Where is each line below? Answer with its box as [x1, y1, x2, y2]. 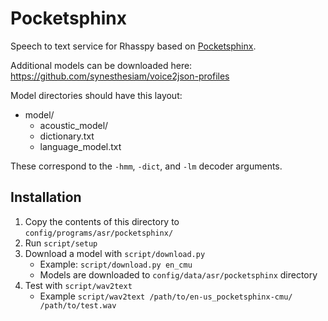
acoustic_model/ [39, 119, 109, 131]
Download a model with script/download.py [24, 247, 206, 259]
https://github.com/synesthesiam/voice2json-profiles [10, 70, 230, 82]
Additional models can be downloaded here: [10, 59, 193, 71]
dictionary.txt [39, 130, 95, 142]
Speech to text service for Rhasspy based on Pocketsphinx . [10, 40, 257, 52]
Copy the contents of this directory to [24, 215, 180, 227]
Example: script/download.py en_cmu [39, 258, 193, 270]
